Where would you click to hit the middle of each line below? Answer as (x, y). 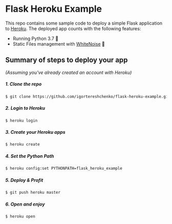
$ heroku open (20, 216)
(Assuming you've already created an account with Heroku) (69, 72)
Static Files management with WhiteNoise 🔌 (59, 44)
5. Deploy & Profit (24, 180)
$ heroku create (23, 145)
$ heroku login (21, 120)
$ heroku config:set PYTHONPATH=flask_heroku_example (64, 169)
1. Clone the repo (24, 84)
